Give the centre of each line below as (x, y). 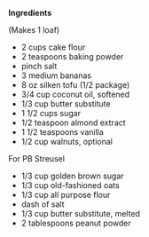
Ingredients (30, 13)
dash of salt (43, 204)
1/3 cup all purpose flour (66, 195)
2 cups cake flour (53, 47)
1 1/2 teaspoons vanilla (62, 132)
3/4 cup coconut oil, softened (75, 94)
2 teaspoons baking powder (72, 56)
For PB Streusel (37, 158)
